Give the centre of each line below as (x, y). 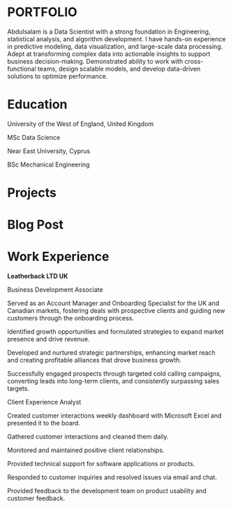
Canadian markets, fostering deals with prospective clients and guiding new (116, 311)
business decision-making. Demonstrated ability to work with (95, 61)
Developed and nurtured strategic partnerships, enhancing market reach (112, 353)
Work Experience (58, 257)
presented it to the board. (44, 423)
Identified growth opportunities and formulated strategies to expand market (116, 332)
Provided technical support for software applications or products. (101, 464)
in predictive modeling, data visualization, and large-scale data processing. (115, 46)
